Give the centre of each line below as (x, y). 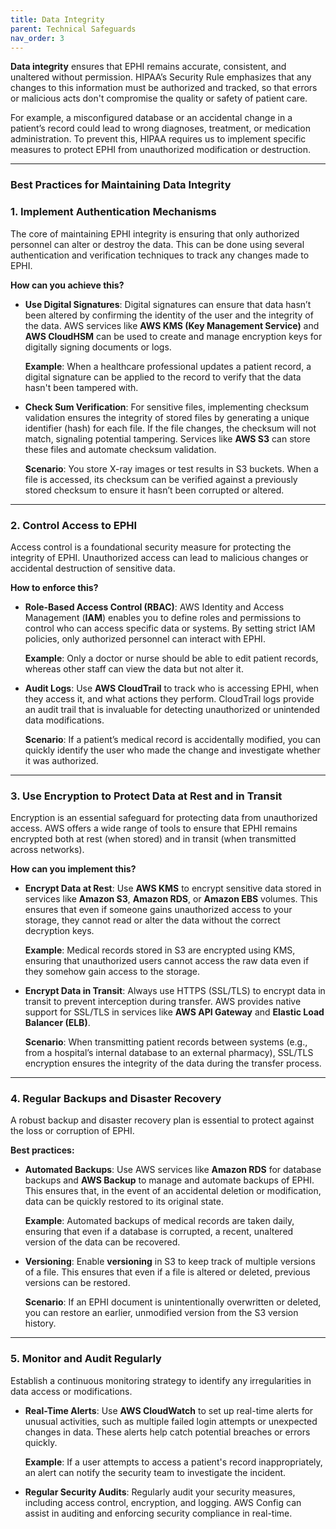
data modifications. (64, 720)
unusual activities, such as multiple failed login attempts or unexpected (171, 1421)
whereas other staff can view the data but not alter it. (134, 668)
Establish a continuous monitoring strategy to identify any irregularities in (161, 1380)
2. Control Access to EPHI (74, 525)
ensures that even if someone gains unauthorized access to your (158, 910)
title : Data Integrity (57, 19)
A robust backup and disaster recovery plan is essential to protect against (162, 1120)
